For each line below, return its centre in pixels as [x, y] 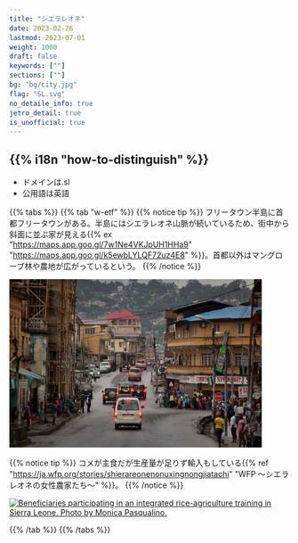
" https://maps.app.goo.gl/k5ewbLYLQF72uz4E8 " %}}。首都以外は [130, 255]
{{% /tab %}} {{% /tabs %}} [60, 530]
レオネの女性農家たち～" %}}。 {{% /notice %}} [97, 485]
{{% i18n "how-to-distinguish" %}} [109, 159]
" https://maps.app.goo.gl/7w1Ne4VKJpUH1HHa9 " [101, 244]
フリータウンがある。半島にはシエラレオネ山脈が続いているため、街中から [153, 224]
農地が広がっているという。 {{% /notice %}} [121, 267]
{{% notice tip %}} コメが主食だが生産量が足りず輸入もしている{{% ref [139, 463]
